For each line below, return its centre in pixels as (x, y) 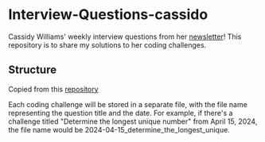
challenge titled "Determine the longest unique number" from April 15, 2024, (133, 121)
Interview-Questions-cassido (108, 15)
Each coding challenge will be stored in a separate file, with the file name (128, 104)
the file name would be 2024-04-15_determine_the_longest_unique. (119, 129)
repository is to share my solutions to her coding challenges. (107, 44)
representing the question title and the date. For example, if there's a (121, 113)
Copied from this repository (53, 89)
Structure (33, 70)
